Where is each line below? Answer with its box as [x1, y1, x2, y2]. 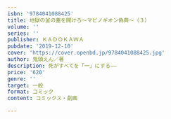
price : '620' [7, 69, 46, 76]
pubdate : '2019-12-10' [7, 43, 74, 50]
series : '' [7, 29, 39, 37]
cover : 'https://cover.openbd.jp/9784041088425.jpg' [7, 50, 165, 57]
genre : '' [7, 75, 37, 83]
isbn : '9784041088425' [7, 10, 74, 17]
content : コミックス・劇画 [7, 95, 78, 102]
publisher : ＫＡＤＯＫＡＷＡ [7, 36, 84, 43]
